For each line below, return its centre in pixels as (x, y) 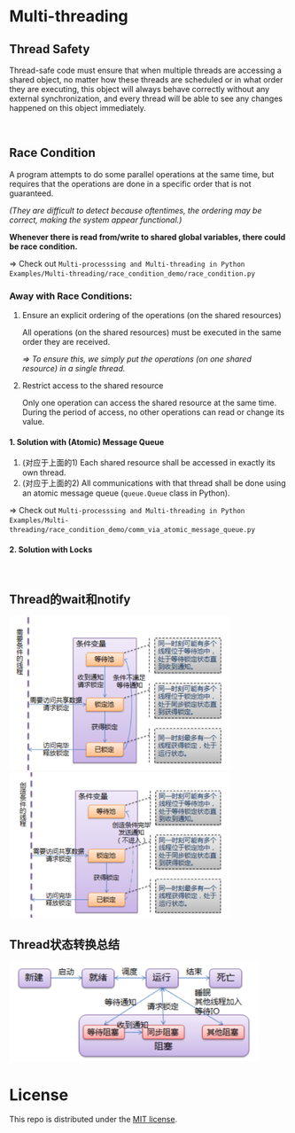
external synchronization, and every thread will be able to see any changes (146, 98)
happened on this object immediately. (78, 108)
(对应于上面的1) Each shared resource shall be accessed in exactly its (149, 463)
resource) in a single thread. (74, 369)
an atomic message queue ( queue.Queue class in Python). (126, 493)
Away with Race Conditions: (71, 296)
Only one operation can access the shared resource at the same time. (149, 403)
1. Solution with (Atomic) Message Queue (87, 441)
